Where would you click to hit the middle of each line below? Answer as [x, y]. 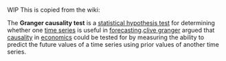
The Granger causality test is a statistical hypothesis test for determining [111, 23]
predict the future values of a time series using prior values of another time [113, 44]
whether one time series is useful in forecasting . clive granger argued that [111, 30]
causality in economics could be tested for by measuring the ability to [106, 37]
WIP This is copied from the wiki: [54, 10]
